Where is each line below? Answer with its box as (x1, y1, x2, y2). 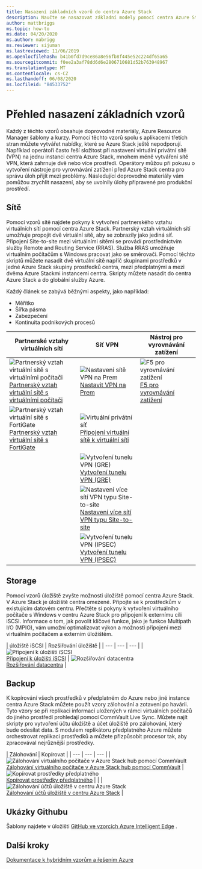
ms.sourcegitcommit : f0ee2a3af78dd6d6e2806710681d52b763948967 (6, 59, 168, 65)
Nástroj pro (150, 332, 183, 341)
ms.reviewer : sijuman (6, 43, 61, 49)
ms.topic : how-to (6, 25, 50, 32)
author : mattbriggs (6, 20, 55, 26)
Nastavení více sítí (80, 508, 132, 516)
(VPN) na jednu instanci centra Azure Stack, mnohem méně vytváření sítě (6, 153, 189, 160)
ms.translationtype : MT (6, 64, 66, 71)
